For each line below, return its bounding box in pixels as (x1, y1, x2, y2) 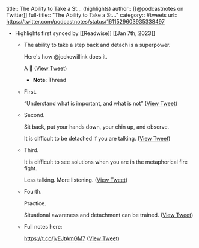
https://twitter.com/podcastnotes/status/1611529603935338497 (6, 18, 165, 25)
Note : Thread (32, 77, 67, 83)
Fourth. (23, 188, 42, 195)
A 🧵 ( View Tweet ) (23, 65, 67, 72)
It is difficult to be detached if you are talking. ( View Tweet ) (23, 135, 171, 142)
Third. (23, 147, 39, 153)
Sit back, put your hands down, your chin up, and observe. (23, 123, 170, 130)
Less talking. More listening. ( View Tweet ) (23, 176, 128, 183)
